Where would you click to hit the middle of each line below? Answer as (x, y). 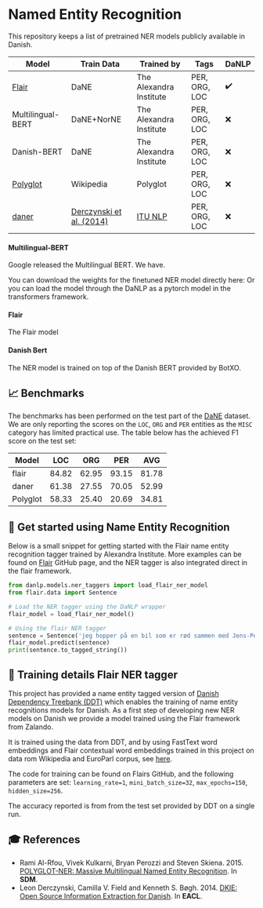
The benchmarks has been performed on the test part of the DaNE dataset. (129, 416)
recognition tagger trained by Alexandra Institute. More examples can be (125, 554)
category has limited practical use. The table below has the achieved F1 (123, 432)
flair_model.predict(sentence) (59, 643)
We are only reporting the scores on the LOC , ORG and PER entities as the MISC (130, 425)
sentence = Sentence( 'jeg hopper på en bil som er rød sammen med (119, 636)
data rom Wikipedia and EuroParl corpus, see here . (90, 758)
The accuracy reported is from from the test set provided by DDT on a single (131, 805)
